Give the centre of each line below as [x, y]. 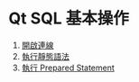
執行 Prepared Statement [68, 68]
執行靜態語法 [45, 56]
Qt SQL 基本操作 [69, 18]
